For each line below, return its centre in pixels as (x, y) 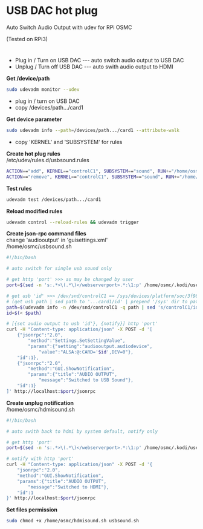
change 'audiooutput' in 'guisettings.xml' (57, 240)
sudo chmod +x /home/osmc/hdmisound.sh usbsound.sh (72, 521)
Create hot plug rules (33, 153)
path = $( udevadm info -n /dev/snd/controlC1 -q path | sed (81, 307)
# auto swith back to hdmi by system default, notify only (82, 431)
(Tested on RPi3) (27, 39)
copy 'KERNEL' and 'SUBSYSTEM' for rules (69, 142)
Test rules (19, 188)
